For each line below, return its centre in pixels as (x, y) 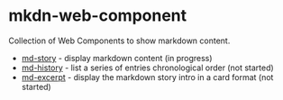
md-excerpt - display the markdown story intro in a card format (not (147, 77)
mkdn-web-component (98, 16)
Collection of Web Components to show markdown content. (119, 41)
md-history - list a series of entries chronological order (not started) (147, 68)
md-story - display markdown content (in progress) (117, 58)
